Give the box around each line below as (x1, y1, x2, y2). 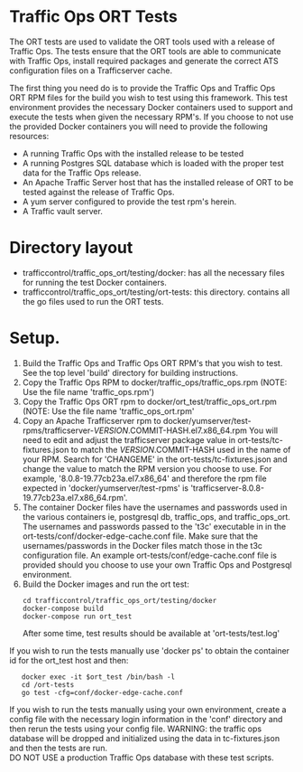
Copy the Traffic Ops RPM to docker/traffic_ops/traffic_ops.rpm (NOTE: (22, 377, 288, 388)
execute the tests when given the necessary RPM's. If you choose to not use (9, 111, 294, 122)
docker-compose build (22, 604, 104, 613)
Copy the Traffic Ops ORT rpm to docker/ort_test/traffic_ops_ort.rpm (22, 396, 278, 407)
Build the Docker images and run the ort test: (22, 579, 189, 589)
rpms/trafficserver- (22, 425, 95, 436)
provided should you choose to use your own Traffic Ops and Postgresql (22, 559, 292, 570)
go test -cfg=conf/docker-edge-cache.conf (21, 688, 183, 697)
